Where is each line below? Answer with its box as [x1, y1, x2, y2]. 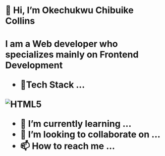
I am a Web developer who [5, 38, 118, 50]
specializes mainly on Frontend [5, 49, 139, 60]
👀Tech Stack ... [20, 79, 85, 91]
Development [5, 60, 63, 71]
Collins [5, 15, 35, 27]
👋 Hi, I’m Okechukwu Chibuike [5, 5, 134, 16]
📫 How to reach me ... [20, 140, 115, 152]
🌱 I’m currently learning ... [20, 118, 132, 130]
